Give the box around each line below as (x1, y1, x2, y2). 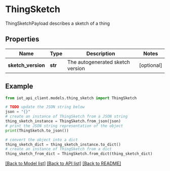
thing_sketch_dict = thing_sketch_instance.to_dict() (5, 142, 121, 147)
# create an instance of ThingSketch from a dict (5, 147, 112, 152)
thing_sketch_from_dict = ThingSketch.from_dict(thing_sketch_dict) (5, 151, 153, 156)
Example (5, 82, 33, 91)
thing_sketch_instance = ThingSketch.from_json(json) (5, 119, 121, 124)
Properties (5, 35, 39, 44)
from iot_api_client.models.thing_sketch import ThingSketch (5, 95, 137, 101)
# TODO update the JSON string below (5, 105, 85, 110)
